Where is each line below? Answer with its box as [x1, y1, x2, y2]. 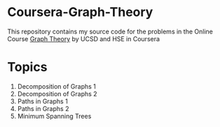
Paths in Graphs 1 [17, 97, 68, 105]
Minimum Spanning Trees [17, 112, 92, 120]
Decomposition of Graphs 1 [17, 82, 97, 91]
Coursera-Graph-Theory [7, 4, 153, 20]
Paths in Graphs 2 [17, 104, 69, 112]
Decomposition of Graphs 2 [17, 89, 97, 98]
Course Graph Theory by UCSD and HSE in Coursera [7, 34, 160, 43]
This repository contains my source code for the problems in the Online [7, 27, 214, 36]
